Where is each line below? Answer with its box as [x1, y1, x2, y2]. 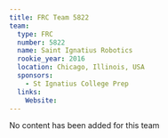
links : [17, 87, 42, 96]
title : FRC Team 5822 [9, 12, 90, 22]
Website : [25, 95, 58, 105]
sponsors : [17, 71, 53, 80]
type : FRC [17, 29, 53, 38]
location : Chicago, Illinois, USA [17, 63, 145, 72]
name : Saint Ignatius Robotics [17, 46, 133, 55]
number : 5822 [17, 37, 66, 47]
